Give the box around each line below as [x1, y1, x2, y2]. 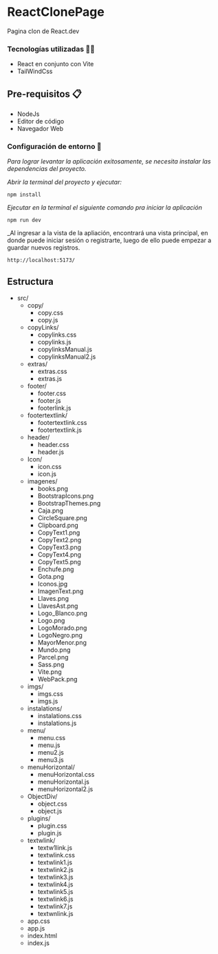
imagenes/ [27, 477, 58, 486]
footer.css [37, 389, 67, 397]
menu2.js [37, 748, 64, 757]
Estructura [7, 275, 54, 287]
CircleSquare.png [37, 514, 87, 522]
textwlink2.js [37, 866, 74, 874]
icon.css [37, 463, 62, 471]
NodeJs [17, 110, 40, 118]
